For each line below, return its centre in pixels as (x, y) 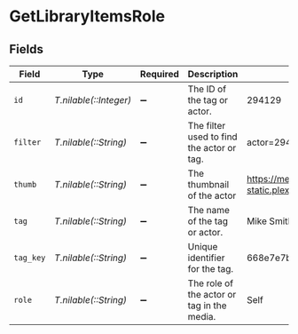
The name (209, 210)
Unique (203, 247)
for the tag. (211, 269)
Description (213, 74)
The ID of (207, 89)
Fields (27, 49)
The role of (210, 283)
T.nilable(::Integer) (93, 100)
